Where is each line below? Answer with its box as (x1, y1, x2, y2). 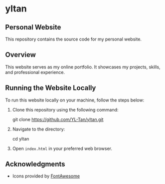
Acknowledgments (5, 160, 66, 168)
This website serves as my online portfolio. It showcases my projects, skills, (5, 63, 161, 70)
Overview (5, 50, 36, 59)
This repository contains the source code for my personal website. (5, 36, 142, 42)
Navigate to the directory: (12, 126, 65, 132)
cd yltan (12, 135, 29, 141)
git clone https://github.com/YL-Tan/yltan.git (12, 116, 104, 122)
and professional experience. (5, 69, 65, 75)
